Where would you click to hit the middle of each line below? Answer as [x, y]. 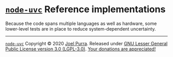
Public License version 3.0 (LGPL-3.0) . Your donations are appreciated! [81, 49]
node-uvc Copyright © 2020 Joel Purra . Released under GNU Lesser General [86, 43]
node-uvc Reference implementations [85, 9]
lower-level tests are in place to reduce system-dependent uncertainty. [81, 28]
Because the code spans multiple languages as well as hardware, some [81, 23]
